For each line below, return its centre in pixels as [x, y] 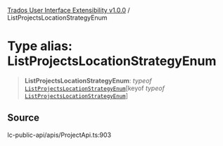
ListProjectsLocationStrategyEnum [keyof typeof [95, 88]
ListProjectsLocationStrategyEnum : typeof [88, 80]
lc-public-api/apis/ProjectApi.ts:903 [59, 135]
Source [24, 118]
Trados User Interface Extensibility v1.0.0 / [69, 10]
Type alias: [40, 46]
